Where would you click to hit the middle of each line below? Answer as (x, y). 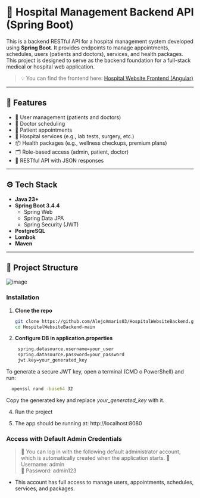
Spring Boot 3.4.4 (37, 206)
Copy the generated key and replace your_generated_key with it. (85, 400)
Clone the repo (33, 310)
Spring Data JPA (44, 218)
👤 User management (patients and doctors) (68, 117)
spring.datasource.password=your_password (71, 355)
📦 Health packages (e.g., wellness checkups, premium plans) (91, 143)
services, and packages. (45, 488)
